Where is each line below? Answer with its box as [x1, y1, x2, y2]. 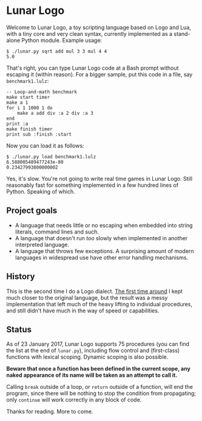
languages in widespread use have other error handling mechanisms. [15, 254, 189, 261]
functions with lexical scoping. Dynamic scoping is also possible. [6, 353, 169, 361]
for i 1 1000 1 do [6, 104, 53, 111]
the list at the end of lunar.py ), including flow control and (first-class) [6, 347, 180, 354]
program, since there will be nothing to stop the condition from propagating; [6, 389, 196, 397]
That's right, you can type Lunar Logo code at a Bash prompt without [6, 64, 179, 72]
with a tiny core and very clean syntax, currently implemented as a [6, 30, 173, 37]
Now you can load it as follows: [6, 142, 84, 149]
